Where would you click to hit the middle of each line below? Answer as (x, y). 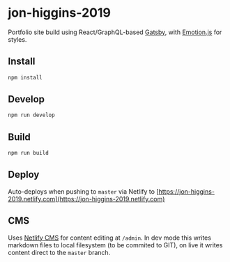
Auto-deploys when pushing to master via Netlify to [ (83, 191)
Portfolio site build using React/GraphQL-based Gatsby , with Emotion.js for (115, 32)
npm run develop (31, 115)
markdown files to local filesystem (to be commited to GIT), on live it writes (115, 245)
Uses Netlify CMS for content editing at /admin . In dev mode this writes (110, 238)
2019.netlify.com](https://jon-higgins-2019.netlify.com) (86, 199)
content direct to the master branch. (59, 252)
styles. (17, 39)
